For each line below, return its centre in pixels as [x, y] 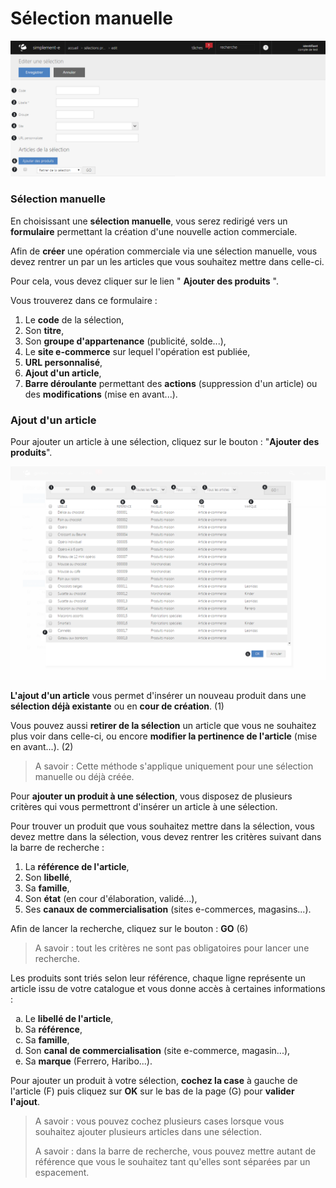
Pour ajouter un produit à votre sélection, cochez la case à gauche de [154, 1080]
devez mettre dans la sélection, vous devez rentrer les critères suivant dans [166, 836]
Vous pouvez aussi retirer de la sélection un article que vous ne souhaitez [163, 725]
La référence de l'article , [77, 866]
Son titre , [44, 330]
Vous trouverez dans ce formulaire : [84, 300]
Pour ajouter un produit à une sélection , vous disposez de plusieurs [151, 796]
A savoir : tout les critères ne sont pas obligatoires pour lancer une [172, 948]
